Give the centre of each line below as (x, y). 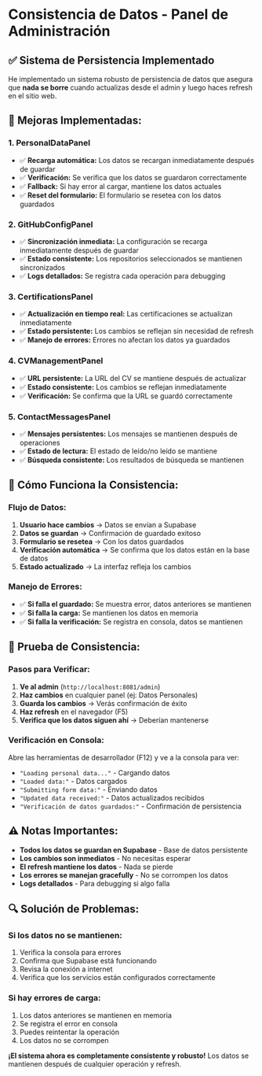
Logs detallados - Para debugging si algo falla (95, 883)
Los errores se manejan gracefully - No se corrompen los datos (124, 874)
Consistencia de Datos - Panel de (118, 15)
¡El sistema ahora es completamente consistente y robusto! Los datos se (129, 1056)
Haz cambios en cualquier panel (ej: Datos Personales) (109, 695)
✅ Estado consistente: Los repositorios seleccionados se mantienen (131, 258)
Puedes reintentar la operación (69, 1032)
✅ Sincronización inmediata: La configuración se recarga (113, 241)
